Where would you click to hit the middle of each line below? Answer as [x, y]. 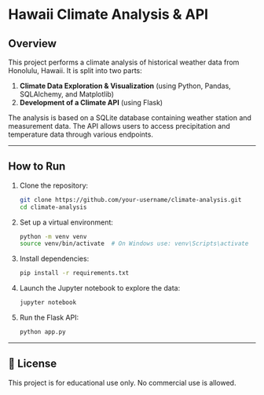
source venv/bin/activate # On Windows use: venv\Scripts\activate [134, 244]
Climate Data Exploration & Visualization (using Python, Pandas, [125, 86]
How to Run [37, 166]
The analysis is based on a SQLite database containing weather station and [130, 118]
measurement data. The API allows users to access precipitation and [119, 126]
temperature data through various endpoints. [81, 134]
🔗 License [33, 364]
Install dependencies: [54, 259]
